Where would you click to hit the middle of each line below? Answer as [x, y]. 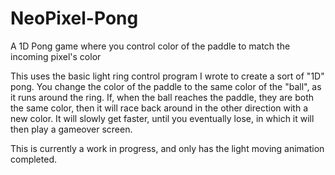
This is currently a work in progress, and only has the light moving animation [167, 148]
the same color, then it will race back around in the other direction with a [159, 108]
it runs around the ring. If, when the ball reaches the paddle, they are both [162, 97]
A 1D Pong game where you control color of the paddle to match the [150, 46]
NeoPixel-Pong [74, 18]
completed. [33, 159]
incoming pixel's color [56, 56]
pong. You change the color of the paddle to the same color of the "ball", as [166, 86]
